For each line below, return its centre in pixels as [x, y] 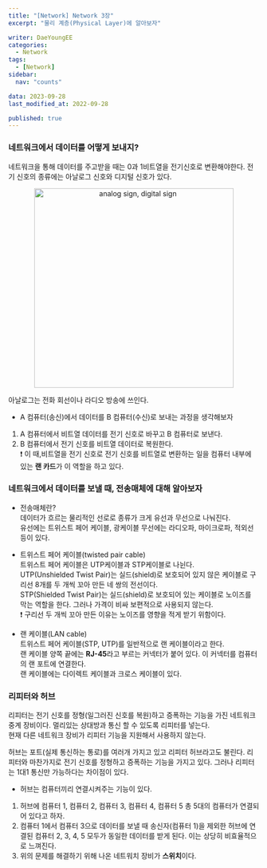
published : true [35, 118]
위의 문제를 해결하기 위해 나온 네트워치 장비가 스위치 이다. [108, 856]
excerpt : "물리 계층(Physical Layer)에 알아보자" [85, 23]
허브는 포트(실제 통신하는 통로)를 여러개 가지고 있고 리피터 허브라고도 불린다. [127, 752]
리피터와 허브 [32, 696]
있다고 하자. [47, 816]
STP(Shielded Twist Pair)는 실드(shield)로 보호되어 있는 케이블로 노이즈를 [135, 594]
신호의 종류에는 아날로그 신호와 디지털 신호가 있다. [94, 176]
